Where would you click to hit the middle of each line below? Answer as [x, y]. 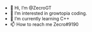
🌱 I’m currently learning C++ [40, 19]
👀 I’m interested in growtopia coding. [49, 13]
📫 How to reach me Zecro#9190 [44, 24]
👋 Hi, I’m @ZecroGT [31, 8]
